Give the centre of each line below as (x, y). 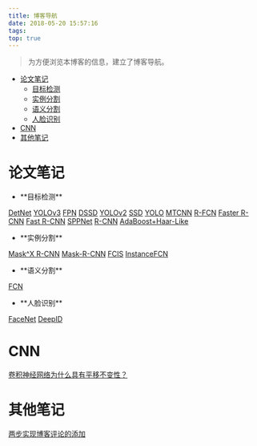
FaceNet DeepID (36, 319)
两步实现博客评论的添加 (47, 434)
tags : (17, 30)
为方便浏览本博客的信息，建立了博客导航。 (98, 62)
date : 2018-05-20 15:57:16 (53, 23)
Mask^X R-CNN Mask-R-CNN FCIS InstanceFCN (88, 254)
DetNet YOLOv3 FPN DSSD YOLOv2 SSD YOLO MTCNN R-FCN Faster (124, 213)
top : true (25, 38)
